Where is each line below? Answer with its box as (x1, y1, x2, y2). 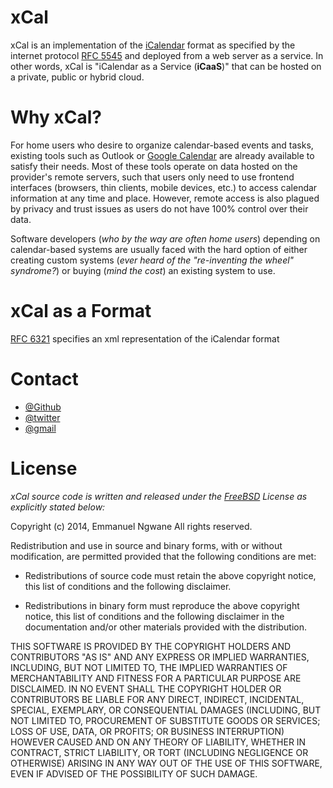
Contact (10, 368, 79, 390)
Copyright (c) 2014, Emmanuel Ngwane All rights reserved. (10, 520, 253, 532)
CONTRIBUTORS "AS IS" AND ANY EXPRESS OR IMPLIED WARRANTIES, (10, 651, 310, 663)
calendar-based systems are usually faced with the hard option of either (10, 243, 308, 255)
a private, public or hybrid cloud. (10, 71, 145, 83)
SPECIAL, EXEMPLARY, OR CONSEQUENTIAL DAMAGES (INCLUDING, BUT (10, 704, 322, 716)
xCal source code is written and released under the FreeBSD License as (10, 490, 308, 502)
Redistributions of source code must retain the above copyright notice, (24, 569, 317, 581)
